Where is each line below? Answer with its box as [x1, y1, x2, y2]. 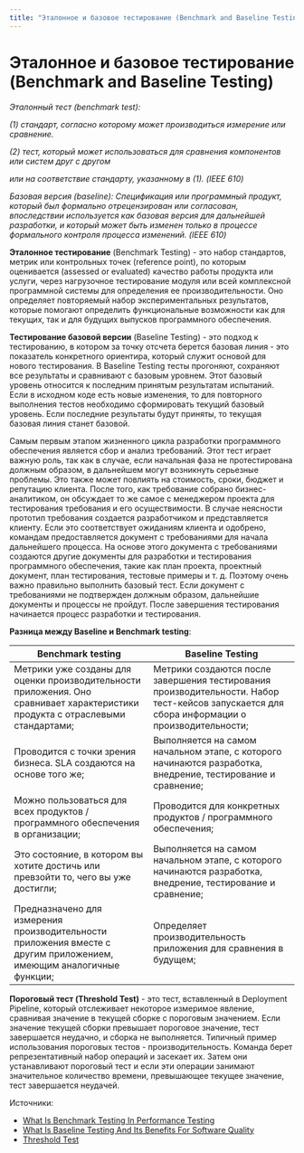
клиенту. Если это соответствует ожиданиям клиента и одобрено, [9, 522, 267, 533]
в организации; [14, 827, 81, 840]
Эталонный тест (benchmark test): [9, 101, 141, 112]
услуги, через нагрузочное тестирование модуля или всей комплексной [9, 275, 291, 286]
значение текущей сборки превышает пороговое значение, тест [9, 1022, 260, 1033]
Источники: [9, 1097, 54, 1108]
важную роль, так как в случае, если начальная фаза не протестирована [9, 454, 293, 466]
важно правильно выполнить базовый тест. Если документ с [9, 580, 245, 591]
